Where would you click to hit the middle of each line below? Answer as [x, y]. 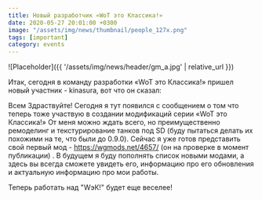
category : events [36, 45]
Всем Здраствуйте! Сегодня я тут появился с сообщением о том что [124, 106]
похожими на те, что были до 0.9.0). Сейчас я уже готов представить [124, 139]
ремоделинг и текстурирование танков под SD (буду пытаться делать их [131, 131]
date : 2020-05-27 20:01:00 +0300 [63, 23]
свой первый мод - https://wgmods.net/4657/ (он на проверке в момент [129, 147]
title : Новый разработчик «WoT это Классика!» [86, 15]
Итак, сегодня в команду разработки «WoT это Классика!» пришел [121, 82]
